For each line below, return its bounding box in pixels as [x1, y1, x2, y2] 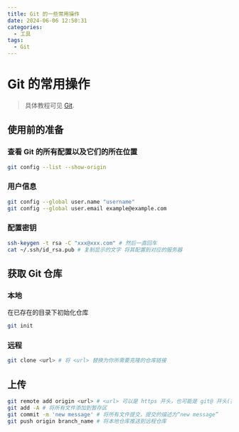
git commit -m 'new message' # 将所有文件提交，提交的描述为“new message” [7, 411, 219, 418]
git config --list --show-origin [7, 163, 107, 171]
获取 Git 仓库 [7, 267, 63, 279]
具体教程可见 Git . [24, 101, 75, 109]
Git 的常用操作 [7, 76, 90, 92]
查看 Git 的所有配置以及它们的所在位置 [7, 147, 138, 157]
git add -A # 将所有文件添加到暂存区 [7, 404, 107, 412]
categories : [7, 23, 43, 31]
